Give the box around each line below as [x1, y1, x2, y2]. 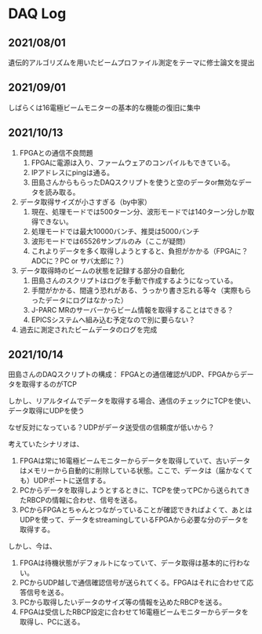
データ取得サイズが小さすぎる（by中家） [19, 197, 151, 207]
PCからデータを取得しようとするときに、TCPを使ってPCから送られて [19, 486, 244, 495]
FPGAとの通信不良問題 [19, 148, 93, 157]
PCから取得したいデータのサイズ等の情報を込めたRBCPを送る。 [19, 598, 226, 607]
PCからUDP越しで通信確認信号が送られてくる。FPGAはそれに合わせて [19, 578, 247, 588]
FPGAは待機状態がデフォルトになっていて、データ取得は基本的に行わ [19, 559, 243, 568]
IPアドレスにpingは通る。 [31, 167, 115, 177]
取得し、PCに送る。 [19, 618, 85, 627]
